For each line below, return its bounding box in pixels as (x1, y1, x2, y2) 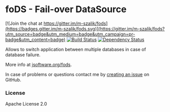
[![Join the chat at (5, 20, 43, 26)
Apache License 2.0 (5, 101, 47, 107)
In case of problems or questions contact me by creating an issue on (5, 71, 150, 77)
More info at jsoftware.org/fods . (5, 61, 72, 67)
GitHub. (5, 77, 21, 83)
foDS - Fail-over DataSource (5, 4, 127, 15)
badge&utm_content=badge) (5, 36, 66, 43)
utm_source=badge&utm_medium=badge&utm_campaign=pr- (5, 31, 135, 37)
